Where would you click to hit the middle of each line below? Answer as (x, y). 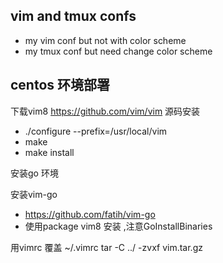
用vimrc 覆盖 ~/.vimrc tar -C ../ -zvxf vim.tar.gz (106, 247)
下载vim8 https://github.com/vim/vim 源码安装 (105, 111)
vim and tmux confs (73, 16)
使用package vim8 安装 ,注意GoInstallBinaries (118, 226)
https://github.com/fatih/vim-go (90, 214)
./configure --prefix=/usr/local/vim (96, 131)
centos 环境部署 (60, 85)
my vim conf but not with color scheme (105, 40)
